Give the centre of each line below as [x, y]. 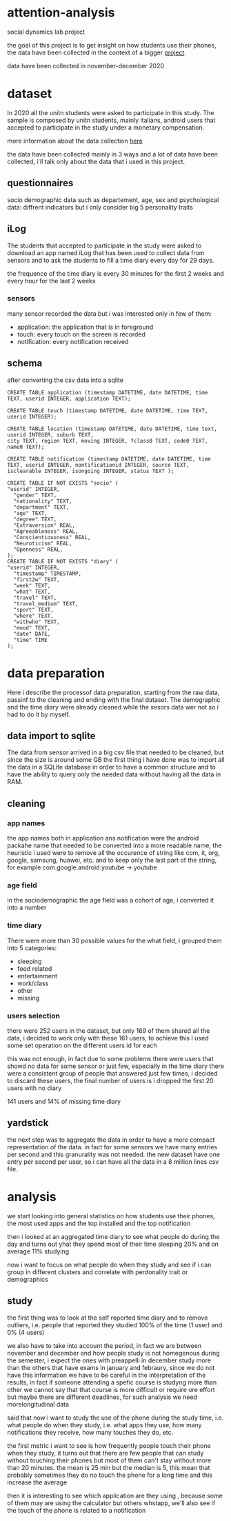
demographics [28, 1279]
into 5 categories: [32, 948]
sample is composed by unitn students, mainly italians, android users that [111, 120]
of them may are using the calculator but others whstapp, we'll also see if [111, 1503]
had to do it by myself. [39, 714]
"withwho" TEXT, [37, 622]
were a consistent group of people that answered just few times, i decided [113, 1073]
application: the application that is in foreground [85, 327]
